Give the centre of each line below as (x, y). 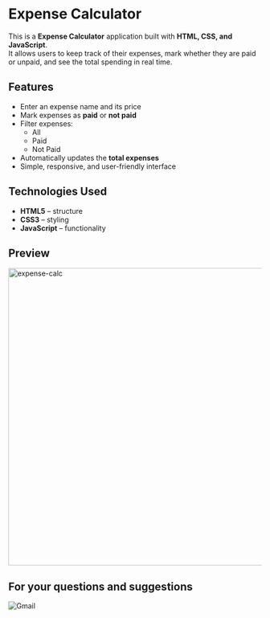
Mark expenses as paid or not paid (78, 115)
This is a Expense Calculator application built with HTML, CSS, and (121, 36)
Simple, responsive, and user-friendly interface (98, 166)
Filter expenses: (47, 123)
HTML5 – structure (51, 211)
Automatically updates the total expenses (89, 158)
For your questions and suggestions (100, 586)
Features (31, 87)
